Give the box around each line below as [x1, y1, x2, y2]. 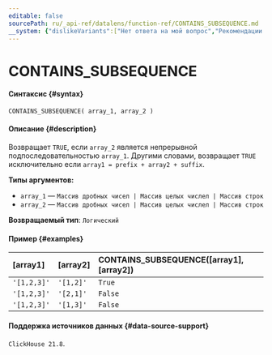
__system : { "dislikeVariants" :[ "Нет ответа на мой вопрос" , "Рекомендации [8, 27, 263, 35]
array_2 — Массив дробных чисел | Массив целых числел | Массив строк [19, 199, 264, 209]
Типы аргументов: [8, 175, 74, 185]
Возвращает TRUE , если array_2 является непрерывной [8, 142, 198, 152]
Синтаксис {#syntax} [8, 89, 83, 99]
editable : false [8, 11, 63, 20]
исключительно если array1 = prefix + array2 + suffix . [8, 159, 205, 169]
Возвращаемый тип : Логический [8, 215, 119, 225]
